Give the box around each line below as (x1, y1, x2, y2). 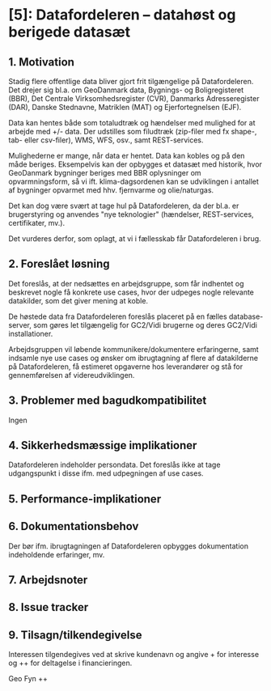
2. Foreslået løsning (8, 257, 110, 271)
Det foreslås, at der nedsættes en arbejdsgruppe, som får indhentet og (8, 278, 244, 288)
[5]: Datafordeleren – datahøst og (8, 6, 236, 24)
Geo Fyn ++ (8, 674, 49, 684)
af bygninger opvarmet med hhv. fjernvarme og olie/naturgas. (8, 185, 214, 195)
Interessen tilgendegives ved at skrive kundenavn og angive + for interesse (8, 650, 260, 659)
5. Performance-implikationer (8, 492, 162, 506)
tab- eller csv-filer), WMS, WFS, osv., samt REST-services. (8, 135, 204, 145)
